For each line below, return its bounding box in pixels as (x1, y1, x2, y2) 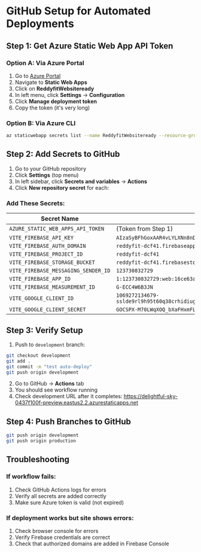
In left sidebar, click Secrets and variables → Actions (14, 178, 148, 185)
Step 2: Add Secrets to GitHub (6, 149, 120, 159)
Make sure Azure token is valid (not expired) (14, 499, 124, 506)
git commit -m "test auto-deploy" (6, 363, 93, 369)
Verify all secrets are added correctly (14, 492, 106, 499)
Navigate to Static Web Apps (14, 78, 88, 86)
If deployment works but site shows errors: (6, 514, 134, 522)
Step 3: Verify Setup (6, 325, 83, 335)
